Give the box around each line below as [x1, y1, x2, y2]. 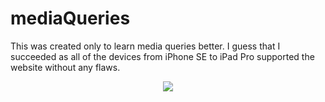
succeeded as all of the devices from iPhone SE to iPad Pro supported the [10, 50, 315, 62]
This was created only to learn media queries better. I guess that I [10, 40, 281, 52]
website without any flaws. [10, 61, 121, 73]
